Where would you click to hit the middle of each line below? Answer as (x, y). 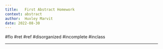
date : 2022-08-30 (23, 23)
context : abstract (24, 14)
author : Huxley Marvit (29, 18)
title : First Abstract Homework (40, 9)
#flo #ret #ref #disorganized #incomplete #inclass (55, 37)
